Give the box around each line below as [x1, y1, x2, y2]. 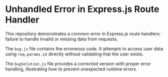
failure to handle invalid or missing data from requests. [5, 36, 118, 42]
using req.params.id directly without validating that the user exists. [5, 51, 144, 57]
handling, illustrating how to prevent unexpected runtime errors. [5, 66, 137, 72]
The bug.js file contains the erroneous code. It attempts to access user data [5, 45, 163, 51]
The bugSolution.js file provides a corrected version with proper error [5, 60, 151, 66]
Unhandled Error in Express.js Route [5, 3, 159, 15]
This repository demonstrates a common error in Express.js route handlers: [5, 30, 161, 36]
